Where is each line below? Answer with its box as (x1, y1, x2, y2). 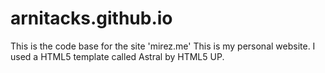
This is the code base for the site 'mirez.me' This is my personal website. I (10, 40, 316, 52)
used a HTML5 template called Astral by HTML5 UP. (10, 50, 225, 62)
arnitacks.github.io (10, 7, 173, 30)
